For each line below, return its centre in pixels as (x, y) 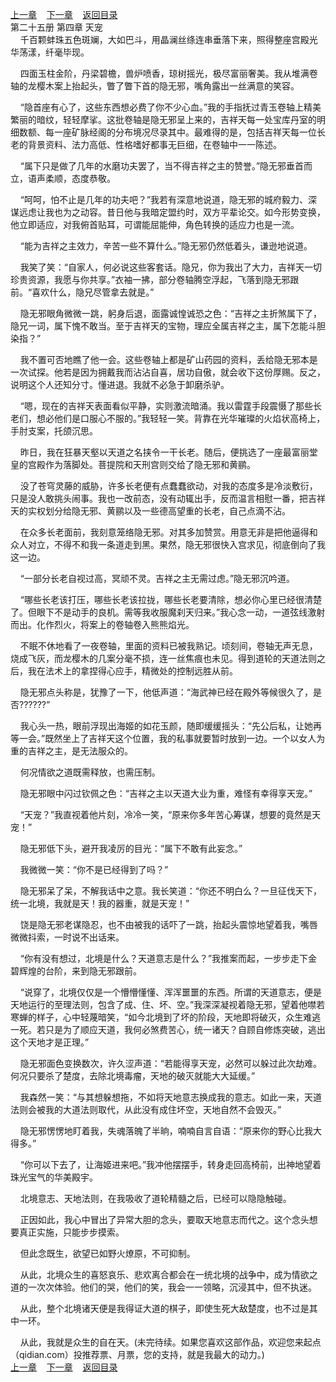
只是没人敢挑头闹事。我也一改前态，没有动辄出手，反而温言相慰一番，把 (159, 498)
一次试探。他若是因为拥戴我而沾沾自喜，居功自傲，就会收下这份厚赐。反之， (168, 372)
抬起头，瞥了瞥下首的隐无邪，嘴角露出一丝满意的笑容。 (185, 86)
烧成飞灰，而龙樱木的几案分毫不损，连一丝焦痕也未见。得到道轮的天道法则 (163, 658)
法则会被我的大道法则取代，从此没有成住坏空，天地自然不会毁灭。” (146, 1109)
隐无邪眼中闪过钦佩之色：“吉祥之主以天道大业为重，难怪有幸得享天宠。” (166, 793)
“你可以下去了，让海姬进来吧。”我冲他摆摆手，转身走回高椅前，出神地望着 (170, 1164)
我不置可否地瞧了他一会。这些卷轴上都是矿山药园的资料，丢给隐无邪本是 (168, 359)
